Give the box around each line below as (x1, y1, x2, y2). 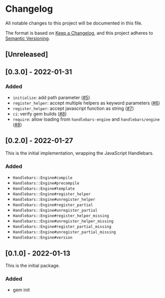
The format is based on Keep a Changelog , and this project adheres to (5, 30, 153, 36)
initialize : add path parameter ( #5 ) (12, 95, 90, 101)
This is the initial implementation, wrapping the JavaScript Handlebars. (5, 150, 154, 156)
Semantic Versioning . (5, 35, 50, 41)
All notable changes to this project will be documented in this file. (5, 20, 143, 26)
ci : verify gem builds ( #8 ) (12, 111, 67, 117)
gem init (12, 287, 30, 293)
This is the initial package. (5, 262, 60, 268)
